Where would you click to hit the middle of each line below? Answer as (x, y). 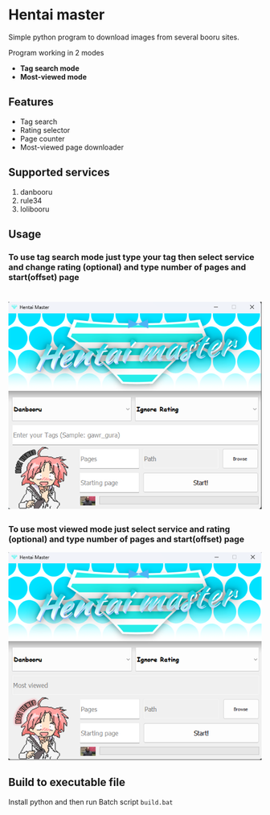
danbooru (36, 191)
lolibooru (35, 209)
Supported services (59, 173)
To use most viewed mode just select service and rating (119, 529)
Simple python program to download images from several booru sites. (124, 37)
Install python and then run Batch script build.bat (91, 801)
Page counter (43, 138)
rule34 (31, 200)
